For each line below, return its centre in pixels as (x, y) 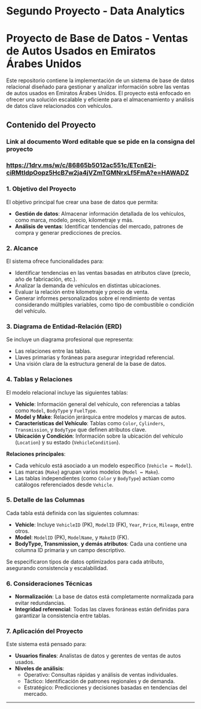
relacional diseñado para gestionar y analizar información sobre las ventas (98, 87)
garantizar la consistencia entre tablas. (63, 616)
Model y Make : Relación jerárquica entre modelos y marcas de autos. (100, 417)
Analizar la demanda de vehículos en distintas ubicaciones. (88, 285)
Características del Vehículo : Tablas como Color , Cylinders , (90, 423)
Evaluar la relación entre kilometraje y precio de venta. (82, 292)
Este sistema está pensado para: (46, 644)
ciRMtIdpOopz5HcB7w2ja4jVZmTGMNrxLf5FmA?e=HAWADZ (98, 173)
